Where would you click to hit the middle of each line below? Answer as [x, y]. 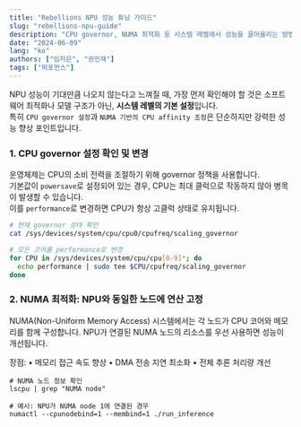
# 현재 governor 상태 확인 [54, 225]
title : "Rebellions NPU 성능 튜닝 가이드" [83, 17]
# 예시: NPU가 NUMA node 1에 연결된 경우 [79, 406]
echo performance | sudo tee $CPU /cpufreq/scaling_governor [132, 266]
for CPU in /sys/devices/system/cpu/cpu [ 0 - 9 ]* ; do [106, 258]
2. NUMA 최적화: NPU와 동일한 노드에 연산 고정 [106, 300]
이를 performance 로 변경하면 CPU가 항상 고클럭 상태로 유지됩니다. [125, 208]
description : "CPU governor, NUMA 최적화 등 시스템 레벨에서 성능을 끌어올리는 [144, 34]
